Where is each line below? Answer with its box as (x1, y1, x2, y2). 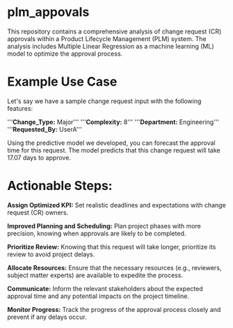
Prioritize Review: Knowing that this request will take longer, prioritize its (7, 242, 216, 251)
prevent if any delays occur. (7, 313, 87, 321)
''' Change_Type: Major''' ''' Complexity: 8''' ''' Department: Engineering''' (7, 118, 220, 126)
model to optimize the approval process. (7, 49, 123, 58)
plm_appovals (7, 4, 90, 20)
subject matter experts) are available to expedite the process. (7, 271, 183, 279)
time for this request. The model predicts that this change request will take (7, 146, 220, 154)
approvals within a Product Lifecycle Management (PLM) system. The (7, 34, 207, 42)
